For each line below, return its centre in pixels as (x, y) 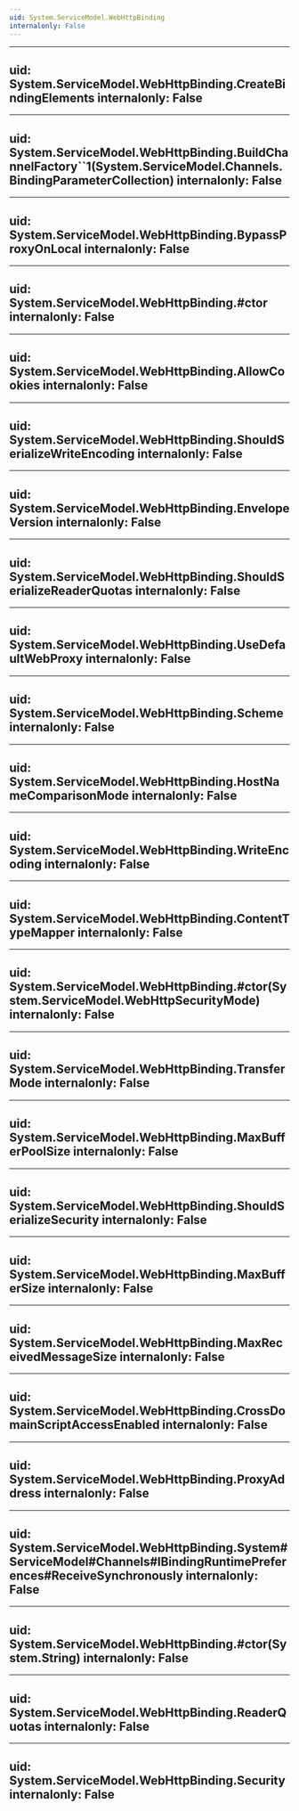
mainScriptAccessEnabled (85, 1425)
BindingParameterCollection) (92, 180)
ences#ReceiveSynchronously (97, 1575)
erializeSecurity (54, 1220)
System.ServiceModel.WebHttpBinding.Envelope (149, 508)
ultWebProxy (46, 659)
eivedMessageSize (63, 1356)
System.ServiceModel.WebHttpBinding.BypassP (148, 235)
